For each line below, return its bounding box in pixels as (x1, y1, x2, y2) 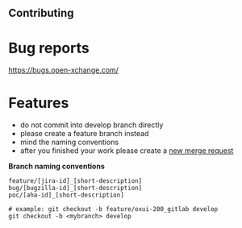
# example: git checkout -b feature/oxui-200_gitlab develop (8, 205, 219, 213)
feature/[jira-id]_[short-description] (8, 177, 143, 185)
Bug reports (8, 39, 90, 57)
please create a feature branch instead (19, 129, 149, 139)
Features (8, 93, 69, 112)
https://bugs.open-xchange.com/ (8, 65, 119, 75)
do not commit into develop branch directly (19, 120, 164, 130)
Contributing (8, 6, 74, 20)
